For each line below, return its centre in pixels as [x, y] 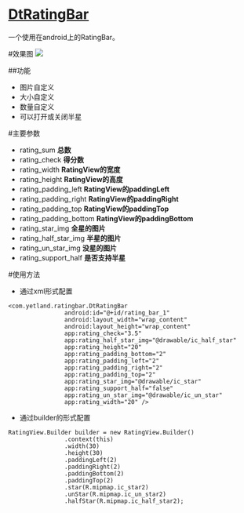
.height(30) [84, 453]
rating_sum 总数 [46, 150]
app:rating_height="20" [103, 347]
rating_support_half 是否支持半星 [72, 257]
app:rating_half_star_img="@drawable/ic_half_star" [150, 340]
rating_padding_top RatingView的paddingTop [94, 209]
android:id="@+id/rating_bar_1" [117, 313]
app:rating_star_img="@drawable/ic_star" [133, 381]
